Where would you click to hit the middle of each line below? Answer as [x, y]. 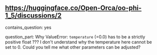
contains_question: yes [28, 27]
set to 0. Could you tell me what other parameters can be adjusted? [73, 47]
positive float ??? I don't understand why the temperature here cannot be [78, 42]
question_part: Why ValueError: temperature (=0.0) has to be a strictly [75, 37]
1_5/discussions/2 [34, 16]
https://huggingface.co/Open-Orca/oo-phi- [73, 8]
